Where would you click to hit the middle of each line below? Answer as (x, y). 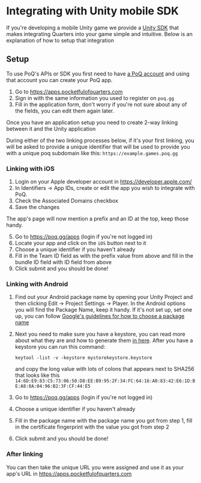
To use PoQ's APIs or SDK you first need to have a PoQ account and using (98, 74)
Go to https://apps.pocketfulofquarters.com (69, 92)
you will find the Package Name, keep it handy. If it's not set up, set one (103, 310)
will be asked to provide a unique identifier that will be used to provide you (98, 147)
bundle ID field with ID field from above (63, 262)
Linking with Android (37, 284)
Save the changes (37, 207)
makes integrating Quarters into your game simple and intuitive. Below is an (100, 34)
